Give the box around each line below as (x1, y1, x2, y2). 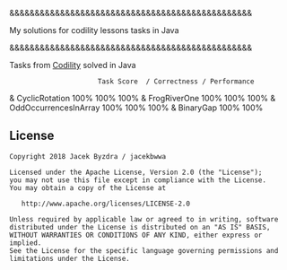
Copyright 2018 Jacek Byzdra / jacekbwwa (9, 152, 167, 161)
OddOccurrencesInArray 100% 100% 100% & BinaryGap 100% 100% (9, 102, 264, 113)
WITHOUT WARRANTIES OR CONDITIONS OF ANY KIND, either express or (9, 231, 263, 240)
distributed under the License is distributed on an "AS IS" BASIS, (9, 222, 271, 231)
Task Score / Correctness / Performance (97, 77, 255, 86)
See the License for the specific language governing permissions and (9, 246, 279, 255)
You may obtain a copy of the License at (9, 183, 167, 192)
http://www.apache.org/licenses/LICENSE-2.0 (21, 199, 191, 208)
